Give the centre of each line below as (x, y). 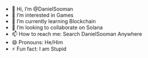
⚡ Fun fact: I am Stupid (39, 49)
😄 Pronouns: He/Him (37, 42)
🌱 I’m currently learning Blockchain (54, 21)
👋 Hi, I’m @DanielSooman (42, 9)
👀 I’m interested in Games (42, 15)
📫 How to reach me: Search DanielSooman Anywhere (77, 34)
